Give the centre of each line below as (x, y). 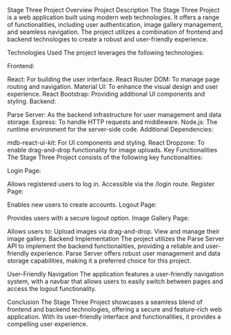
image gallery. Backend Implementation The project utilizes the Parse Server (116, 238)
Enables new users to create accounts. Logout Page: (82, 205)
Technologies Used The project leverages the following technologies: (106, 52)
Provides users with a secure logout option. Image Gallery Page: (98, 218)
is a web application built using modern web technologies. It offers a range (113, 17)
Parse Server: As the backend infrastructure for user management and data (114, 114)
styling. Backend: (32, 101)
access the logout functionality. (52, 288)
